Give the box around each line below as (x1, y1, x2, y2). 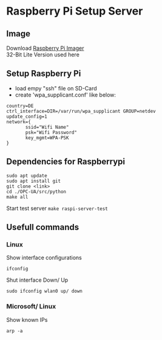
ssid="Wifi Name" (25, 124, 69, 130)
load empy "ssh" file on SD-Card (15, 84, 97, 92)
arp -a (6, 328, 23, 334)
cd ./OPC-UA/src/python (6, 188, 67, 195)
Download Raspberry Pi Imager (6, 44, 84, 52)
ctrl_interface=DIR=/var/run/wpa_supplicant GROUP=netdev (6, 108, 156, 114)
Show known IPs (6, 316, 48, 323)
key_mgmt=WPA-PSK (25, 135, 69, 141)
